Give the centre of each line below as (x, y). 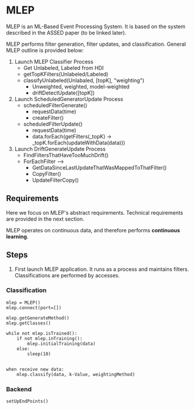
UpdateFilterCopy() (56, 180)
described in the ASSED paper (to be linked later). (66, 32)
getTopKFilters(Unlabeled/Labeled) (66, 74)
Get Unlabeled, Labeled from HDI (63, 67)
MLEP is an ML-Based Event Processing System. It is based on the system (96, 26)
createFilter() (48, 117)
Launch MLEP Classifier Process (54, 62)
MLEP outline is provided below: (45, 50)
